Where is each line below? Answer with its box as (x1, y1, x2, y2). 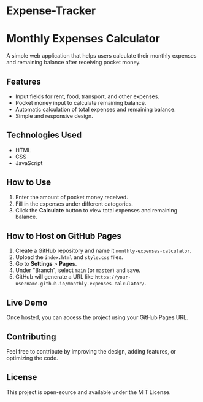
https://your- (94, 274, 131, 280)
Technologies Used (6, 130, 82, 141)
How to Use (6, 177, 52, 188)
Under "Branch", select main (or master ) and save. (15, 266, 141, 274)
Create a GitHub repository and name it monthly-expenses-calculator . (15, 247, 192, 255)
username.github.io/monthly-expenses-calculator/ (15, 280, 145, 287)
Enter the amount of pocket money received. (15, 193, 129, 201)
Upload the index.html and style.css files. (15, 253, 124, 261)
